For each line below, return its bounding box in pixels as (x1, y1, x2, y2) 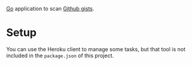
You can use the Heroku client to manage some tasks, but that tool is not (6, 45, 186, 52)
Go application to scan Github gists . (6, 5, 95, 12)
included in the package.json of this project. (6, 52, 114, 59)
